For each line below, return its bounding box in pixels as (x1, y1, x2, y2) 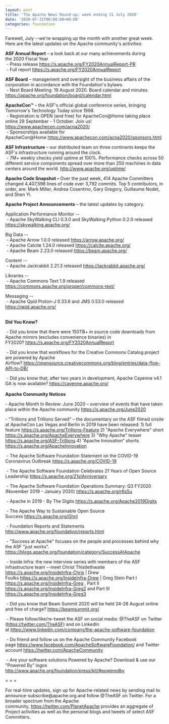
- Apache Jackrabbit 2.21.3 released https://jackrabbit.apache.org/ (6, 263, 145, 269)
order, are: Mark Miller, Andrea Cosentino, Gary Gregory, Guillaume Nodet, (5, 186, 160, 192)
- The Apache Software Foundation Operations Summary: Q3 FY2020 (6, 483, 151, 489)
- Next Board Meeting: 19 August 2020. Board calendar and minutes (6, 87, 148, 93)
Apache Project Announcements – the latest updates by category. (5, 201, 145, 208)
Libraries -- (5, 273, 29, 279)
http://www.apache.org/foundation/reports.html (5, 529, 104, 535)
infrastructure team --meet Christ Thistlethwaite (5, 564, 105, 571)
